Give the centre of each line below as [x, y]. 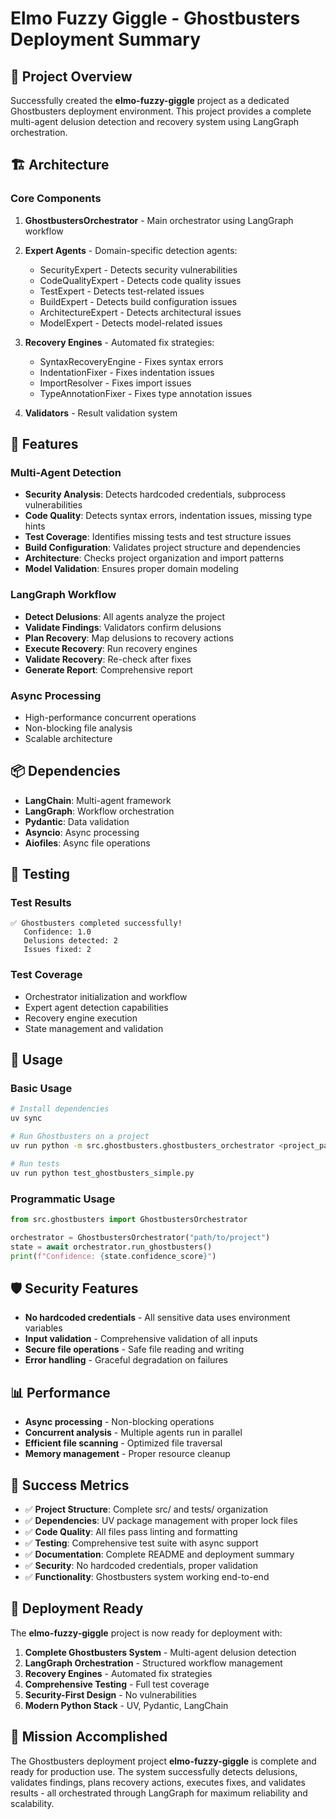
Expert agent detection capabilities [96, 1007]
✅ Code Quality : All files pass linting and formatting [131, 1531]
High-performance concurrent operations [110, 717]
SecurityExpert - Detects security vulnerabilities [138, 269]
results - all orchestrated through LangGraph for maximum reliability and [159, 1793]
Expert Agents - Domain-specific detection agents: [131, 250]
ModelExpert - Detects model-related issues [131, 323]
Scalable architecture [68, 738]
